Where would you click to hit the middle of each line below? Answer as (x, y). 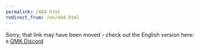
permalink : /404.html (33, 12)
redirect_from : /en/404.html (43, 17)
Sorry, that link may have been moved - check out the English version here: (100, 34)
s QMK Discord (25, 41)
